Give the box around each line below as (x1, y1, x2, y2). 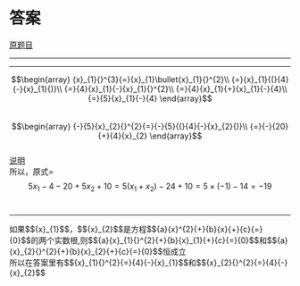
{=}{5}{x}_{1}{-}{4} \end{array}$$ (87, 93, 212, 104)
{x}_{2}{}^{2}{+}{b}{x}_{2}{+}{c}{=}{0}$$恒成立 (9, 246, 187, 257)
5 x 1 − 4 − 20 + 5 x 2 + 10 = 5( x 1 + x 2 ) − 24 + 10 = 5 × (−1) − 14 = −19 (28, 181, 272, 193)
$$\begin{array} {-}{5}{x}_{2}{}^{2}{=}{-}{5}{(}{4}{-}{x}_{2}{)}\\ (12, 121, 248, 131)
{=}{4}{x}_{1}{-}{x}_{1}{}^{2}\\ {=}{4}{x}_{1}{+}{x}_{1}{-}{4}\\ (63, 83, 287, 94)
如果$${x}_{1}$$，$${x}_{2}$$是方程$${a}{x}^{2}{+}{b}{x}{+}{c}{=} (9, 223, 263, 234)
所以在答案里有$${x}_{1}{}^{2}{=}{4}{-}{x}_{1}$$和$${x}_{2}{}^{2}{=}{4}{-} (9, 257, 288, 268)
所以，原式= (9, 166, 54, 177)
